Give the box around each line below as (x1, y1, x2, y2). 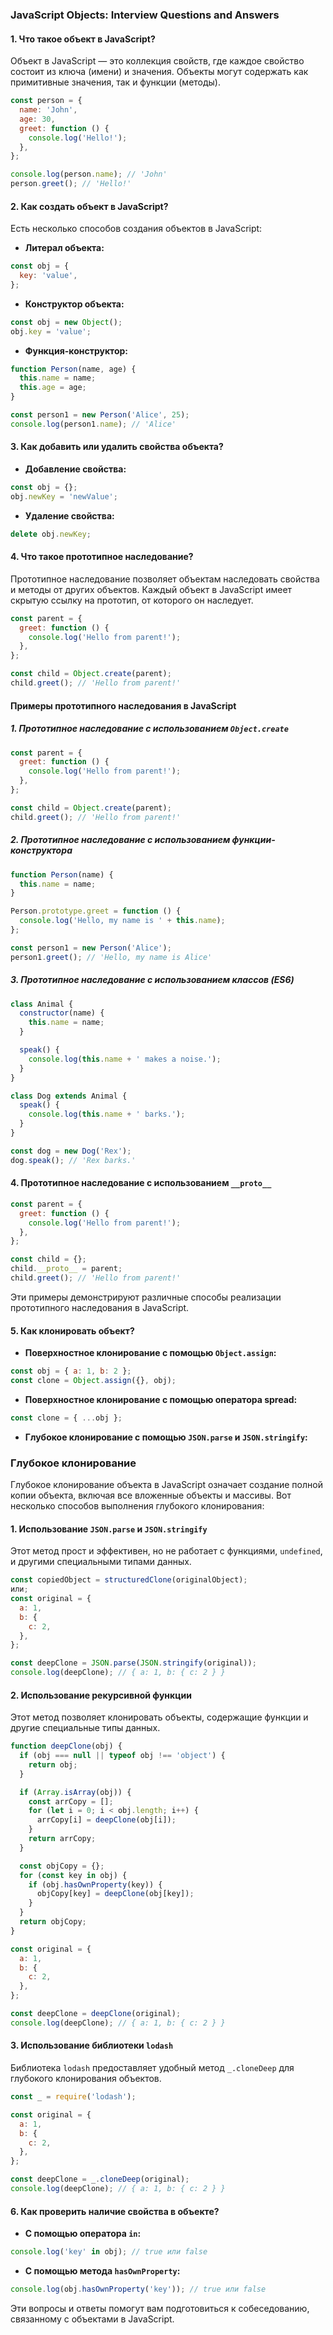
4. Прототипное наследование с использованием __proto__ (10, 1177, 272, 1189)
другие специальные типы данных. (10, 1722, 161, 1734)
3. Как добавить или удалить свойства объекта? (10, 441, 224, 453)
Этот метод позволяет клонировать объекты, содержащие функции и (10, 1711, 309, 1723)
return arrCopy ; (28, 1834, 97, 1844)
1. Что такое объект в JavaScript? (10, 33, 156, 45)
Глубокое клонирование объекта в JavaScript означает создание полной (10, 1479, 323, 1491)
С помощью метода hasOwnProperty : (24, 2265, 181, 2277)
